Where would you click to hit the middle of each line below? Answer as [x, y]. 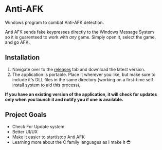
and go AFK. [18, 42]
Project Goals [26, 115]
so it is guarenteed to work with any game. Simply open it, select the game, [81, 37]
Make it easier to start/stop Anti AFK [48, 137]
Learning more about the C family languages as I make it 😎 [72, 142]
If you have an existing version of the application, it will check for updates [81, 94]
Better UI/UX [25, 131]
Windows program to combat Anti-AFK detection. [54, 22]
